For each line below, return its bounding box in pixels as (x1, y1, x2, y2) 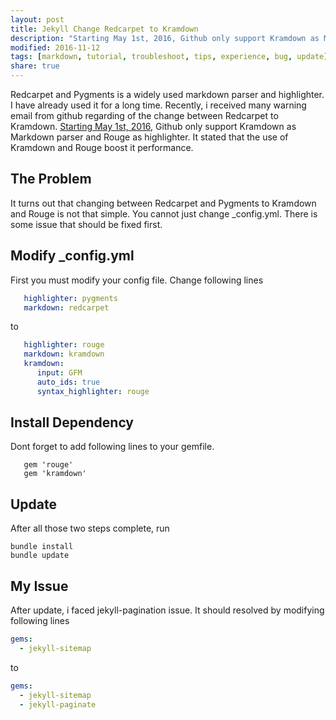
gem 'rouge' (23, 460, 74, 470)
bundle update (10, 551, 70, 561)
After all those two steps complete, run (10, 522, 170, 535)
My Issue (10, 577, 69, 595)
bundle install (10, 542, 74, 552)
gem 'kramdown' (23, 469, 87, 479)
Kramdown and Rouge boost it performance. (10, 142, 194, 153)
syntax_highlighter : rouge (36, 386, 150, 396)
